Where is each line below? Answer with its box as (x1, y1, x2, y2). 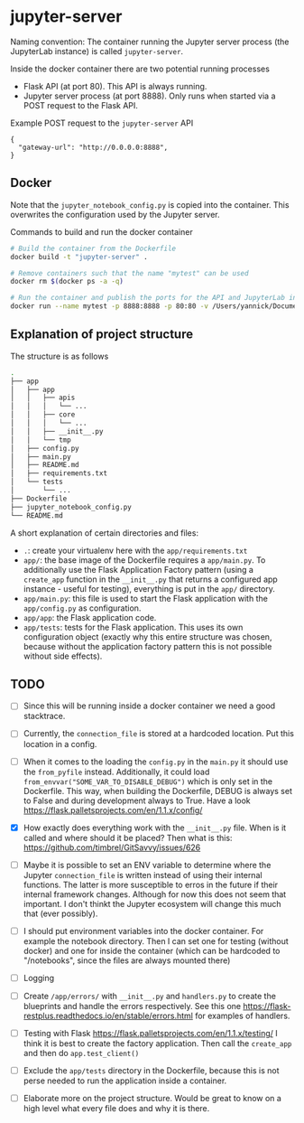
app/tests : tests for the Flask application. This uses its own (23, 622, 244, 632)
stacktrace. (23, 711, 66, 722)
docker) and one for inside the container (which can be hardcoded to (23, 945, 281, 956)
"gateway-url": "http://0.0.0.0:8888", (18, 143, 169, 152)
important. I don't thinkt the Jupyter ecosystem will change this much (23, 898, 282, 909)
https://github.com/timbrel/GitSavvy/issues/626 (23, 842, 201, 853)
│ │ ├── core (10, 410, 76, 419)
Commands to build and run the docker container (10, 226, 193, 237)
